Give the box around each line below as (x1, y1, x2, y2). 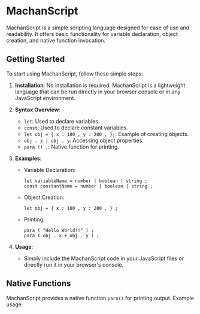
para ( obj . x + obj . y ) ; (23, 233, 100, 238)
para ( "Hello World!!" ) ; (23, 227, 94, 233)
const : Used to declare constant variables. (23, 124, 128, 131)
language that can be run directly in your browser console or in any (14, 88, 181, 95)
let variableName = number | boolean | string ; (23, 178, 148, 184)
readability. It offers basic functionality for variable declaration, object (6, 30, 178, 37)
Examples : (14, 155, 42, 162)
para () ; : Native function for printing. (23, 143, 120, 150)
